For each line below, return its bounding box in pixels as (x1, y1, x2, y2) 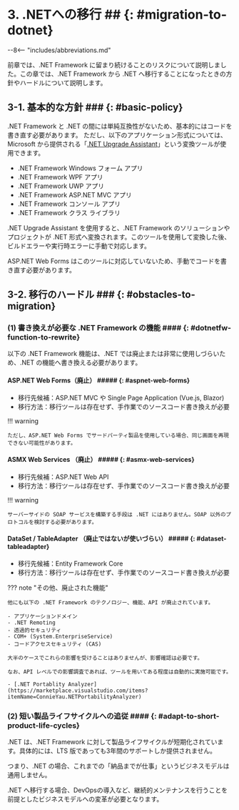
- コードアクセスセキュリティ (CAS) (7, 641, 102, 648)
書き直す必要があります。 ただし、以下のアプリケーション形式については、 (7, 130, 227, 139)
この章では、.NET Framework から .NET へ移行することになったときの (19, 69, 226, 78)
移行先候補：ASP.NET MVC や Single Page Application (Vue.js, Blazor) (17, 393, 225, 402)
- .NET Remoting (7, 619, 56, 626)
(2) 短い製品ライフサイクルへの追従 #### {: (7, 711, 157, 721)
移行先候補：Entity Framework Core (17, 559, 123, 568)
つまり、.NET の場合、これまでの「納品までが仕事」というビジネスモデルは (7, 762, 230, 771)
